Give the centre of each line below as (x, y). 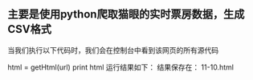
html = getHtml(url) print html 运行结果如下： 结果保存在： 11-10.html (121, 67)
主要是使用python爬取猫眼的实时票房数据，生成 (126, 14)
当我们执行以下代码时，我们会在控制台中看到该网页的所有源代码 (113, 50)
